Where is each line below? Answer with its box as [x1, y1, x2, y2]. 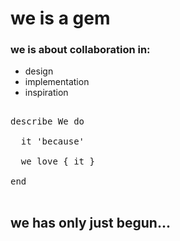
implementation [24, 76, 90, 88]
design [24, 65, 54, 77]
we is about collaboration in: [10, 43, 151, 57]
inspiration [24, 87, 69, 99]
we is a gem [10, 7, 111, 30]
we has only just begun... [10, 214, 171, 231]
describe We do [10, 116, 85, 127]
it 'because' [20, 136, 85, 147]
